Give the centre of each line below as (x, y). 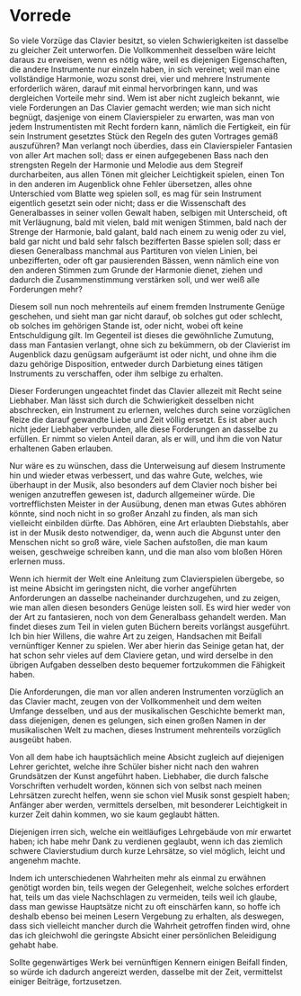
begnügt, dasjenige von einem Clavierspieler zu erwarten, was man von (142, 117)
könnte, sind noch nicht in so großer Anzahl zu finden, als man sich (133, 513)
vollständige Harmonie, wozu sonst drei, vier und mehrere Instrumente (140, 78)
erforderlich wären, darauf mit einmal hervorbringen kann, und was (134, 88)
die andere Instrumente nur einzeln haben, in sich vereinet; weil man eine (145, 69)
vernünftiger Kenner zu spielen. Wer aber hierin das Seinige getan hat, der (147, 645)
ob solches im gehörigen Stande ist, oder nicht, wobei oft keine (126, 326)
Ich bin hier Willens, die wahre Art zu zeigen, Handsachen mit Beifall (136, 636)
